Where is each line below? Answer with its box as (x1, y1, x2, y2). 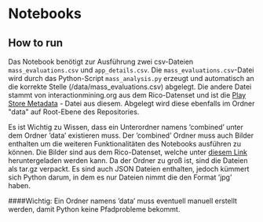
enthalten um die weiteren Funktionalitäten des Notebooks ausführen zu (8, 139, 242, 148)
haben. (8, 181, 31, 190)
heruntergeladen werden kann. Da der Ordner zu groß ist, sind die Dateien (8, 156, 248, 165)
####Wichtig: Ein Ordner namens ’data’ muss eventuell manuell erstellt (8, 196, 238, 205)
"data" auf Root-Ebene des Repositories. (8, 107, 140, 117)
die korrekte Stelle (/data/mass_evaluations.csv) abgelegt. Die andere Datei (8, 82, 252, 91)
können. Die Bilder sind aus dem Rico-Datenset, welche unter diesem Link (8, 147, 247, 157)
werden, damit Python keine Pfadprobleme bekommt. (8, 205, 181, 213)
